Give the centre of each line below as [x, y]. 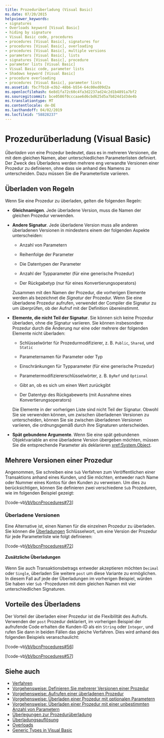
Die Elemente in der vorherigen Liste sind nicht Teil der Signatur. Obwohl [85, 409]
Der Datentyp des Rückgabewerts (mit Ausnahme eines [75, 395]
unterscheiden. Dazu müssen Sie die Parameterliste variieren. [67, 173]
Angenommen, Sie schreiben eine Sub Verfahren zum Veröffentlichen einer [80, 472]
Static [26, 347]
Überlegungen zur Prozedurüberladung [52, 714]
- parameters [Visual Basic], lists [42, 55]
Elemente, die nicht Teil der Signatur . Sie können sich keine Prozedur [83, 318]
